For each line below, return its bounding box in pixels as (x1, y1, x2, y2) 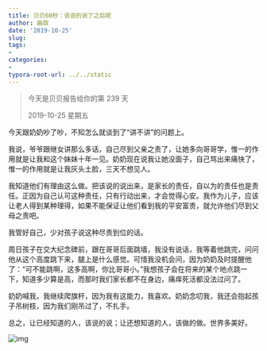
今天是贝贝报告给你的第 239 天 (27, 93, 129, 103)
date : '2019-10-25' (8, 26, 73, 34)
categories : (8, 56, 48, 64)
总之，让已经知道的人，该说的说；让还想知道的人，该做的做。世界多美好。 (8, 318, 252, 327)
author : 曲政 (8, 19, 49, 27)
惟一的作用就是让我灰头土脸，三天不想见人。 (8, 164, 155, 173)
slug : (8, 33, 26, 42)
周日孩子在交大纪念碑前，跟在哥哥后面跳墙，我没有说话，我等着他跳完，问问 (8, 244, 259, 254)
